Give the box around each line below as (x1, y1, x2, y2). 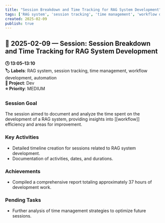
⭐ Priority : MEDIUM (5, 86, 45, 92)
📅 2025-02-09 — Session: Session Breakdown (5, 39, 151, 47)
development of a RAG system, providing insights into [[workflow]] (5, 116, 140, 122)
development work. (12, 184, 52, 190)
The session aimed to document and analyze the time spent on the (5, 111, 140, 117)
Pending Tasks (5, 196, 41, 203)
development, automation (5, 75, 57, 81)
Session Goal (5, 100, 37, 107)
